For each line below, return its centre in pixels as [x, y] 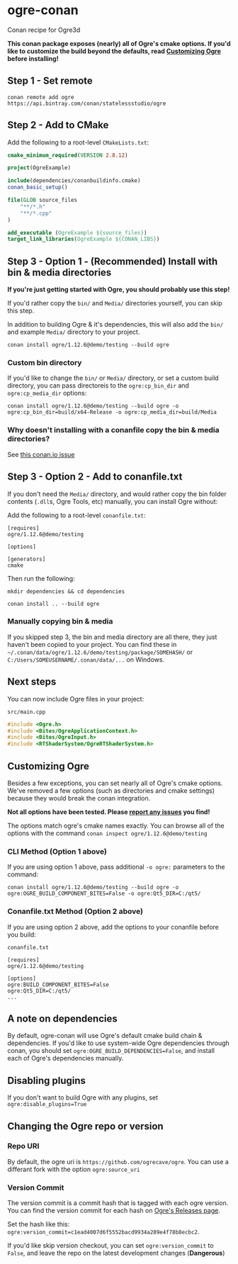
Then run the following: [41, 578]
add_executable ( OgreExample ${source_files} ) [77, 232]
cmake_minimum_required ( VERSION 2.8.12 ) [68, 155]
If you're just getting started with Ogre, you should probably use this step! [119, 290]
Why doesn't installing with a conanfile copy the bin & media [113, 430]
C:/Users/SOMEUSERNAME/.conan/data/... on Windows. [86, 659]
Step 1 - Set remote [50, 81]
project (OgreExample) [39, 168]
